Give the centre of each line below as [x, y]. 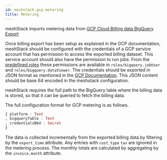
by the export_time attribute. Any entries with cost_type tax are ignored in [81, 143]
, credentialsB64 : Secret [33, 123]
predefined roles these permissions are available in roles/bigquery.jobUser [83, 65]
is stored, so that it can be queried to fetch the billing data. [65, 95]
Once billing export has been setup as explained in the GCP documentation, [83, 43]
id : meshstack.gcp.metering [34, 10]
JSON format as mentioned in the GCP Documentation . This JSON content [82, 75]
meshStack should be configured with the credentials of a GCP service [78, 49]
